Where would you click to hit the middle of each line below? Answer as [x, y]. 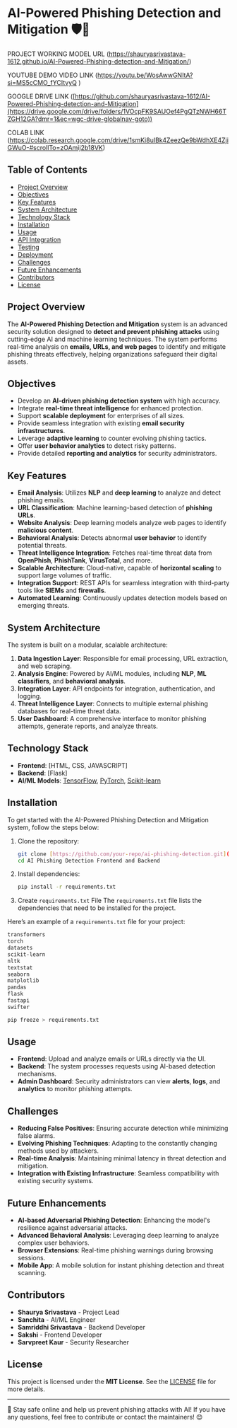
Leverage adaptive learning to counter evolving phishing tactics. [112, 438]
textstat [20, 967]
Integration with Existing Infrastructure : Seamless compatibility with [118, 1173]
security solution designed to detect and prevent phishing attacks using [114, 331]
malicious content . [45, 530]
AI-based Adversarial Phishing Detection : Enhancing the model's [114, 1220]
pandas [17, 987]
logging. [30, 696]
